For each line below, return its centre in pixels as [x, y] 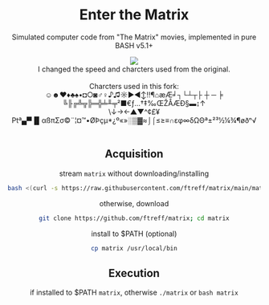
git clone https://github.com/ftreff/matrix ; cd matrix [134, 218]
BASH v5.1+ [134, 45]
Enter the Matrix [134, 15]
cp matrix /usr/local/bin [134, 248]
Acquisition [134, 154]
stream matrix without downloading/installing [134, 173]
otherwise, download [134, 203]
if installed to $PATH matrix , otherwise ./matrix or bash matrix [134, 293]
